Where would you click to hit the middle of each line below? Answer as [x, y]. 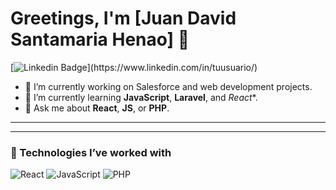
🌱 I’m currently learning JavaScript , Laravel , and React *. [141, 97]
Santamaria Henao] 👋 [100, 39]
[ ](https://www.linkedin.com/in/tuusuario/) [134, 67]
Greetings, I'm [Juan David [123, 18]
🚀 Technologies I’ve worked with [91, 152]
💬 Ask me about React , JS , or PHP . [97, 108]
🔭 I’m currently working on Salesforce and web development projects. [168, 86]
